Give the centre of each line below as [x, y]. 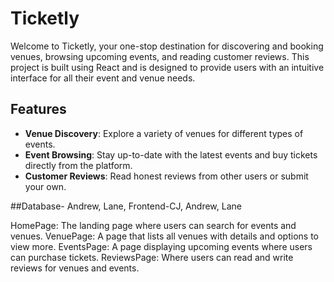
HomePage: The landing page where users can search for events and [153, 225]
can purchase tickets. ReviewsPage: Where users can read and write [152, 257]
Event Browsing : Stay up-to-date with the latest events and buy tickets [171, 154]
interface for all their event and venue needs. [103, 78]
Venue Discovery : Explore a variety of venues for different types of [164, 133]
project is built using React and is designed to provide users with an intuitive [167, 67]
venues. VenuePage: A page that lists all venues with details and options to [164, 236]
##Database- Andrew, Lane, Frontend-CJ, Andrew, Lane [126, 206]
